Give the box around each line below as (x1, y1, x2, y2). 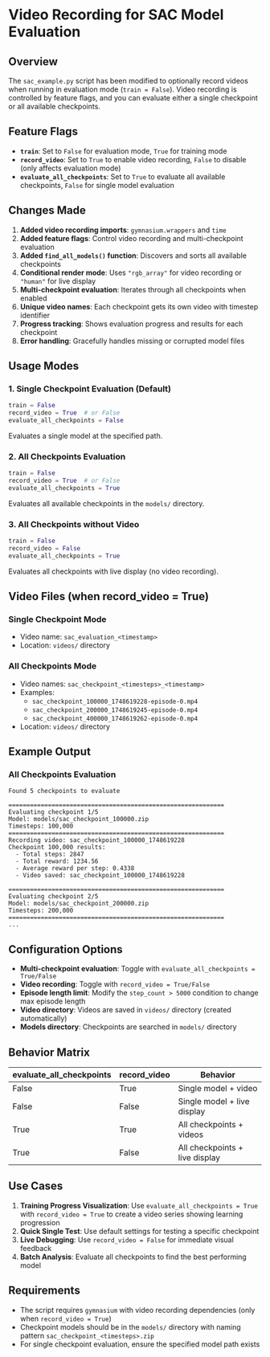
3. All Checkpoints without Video (8, 518, 140, 529)
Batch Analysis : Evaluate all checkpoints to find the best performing (19, 1252, 247, 1261)
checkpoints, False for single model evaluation (19, 180, 175, 190)
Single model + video (178, 1083, 258, 1094)
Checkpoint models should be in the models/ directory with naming (19, 1322, 241, 1331)
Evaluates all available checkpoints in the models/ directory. (8, 498, 205, 508)
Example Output (8, 745, 91, 758)
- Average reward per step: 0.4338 (15, 864, 135, 873)
